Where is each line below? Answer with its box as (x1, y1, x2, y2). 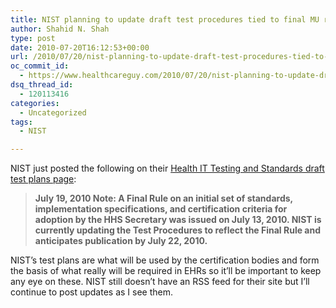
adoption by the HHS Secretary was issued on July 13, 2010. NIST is (34, 214, 322, 226)
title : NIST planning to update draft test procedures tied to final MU (10, 14, 320, 25)
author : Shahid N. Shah (10, 24, 110, 34)
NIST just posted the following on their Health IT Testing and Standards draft (10, 162, 325, 175)
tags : (10, 117, 33, 127)
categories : (10, 98, 60, 108)
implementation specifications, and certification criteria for (34, 203, 288, 215)
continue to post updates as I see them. (10, 286, 174, 298)
